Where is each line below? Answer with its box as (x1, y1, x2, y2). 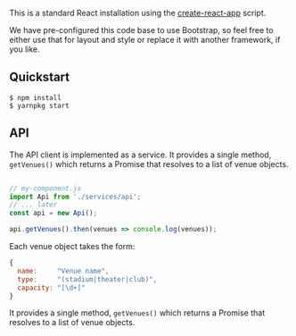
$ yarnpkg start (9, 101, 70, 110)
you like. (9, 44, 40, 55)
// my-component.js (9, 183, 82, 193)
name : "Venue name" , (17, 266, 110, 275)
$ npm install (9, 93, 62, 102)
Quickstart (9, 70, 70, 85)
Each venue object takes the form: (9, 241, 136, 251)
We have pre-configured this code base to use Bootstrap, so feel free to (9, 25, 274, 35)
